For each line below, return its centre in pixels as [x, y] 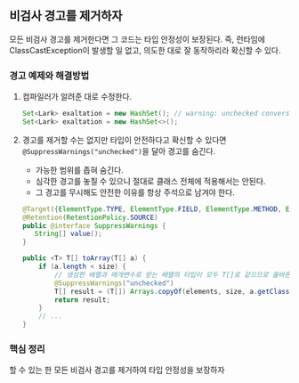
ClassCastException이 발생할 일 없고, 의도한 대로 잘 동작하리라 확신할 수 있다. [145, 50]
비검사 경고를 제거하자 [66, 16]
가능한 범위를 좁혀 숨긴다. [80, 170]
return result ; [83, 300]
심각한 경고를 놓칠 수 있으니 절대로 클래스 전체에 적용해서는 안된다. [150, 181]
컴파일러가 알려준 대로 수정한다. [77, 97]
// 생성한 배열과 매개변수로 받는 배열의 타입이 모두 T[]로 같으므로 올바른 [173, 274]
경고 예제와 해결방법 [49, 76]
